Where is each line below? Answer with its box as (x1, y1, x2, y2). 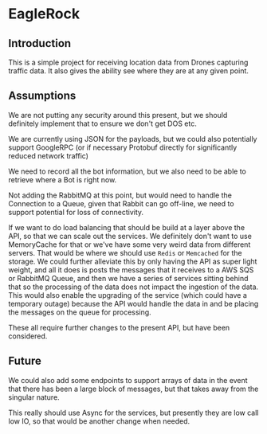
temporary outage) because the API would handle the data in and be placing (8, 299, 259, 308)
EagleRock (8, 5, 80, 23)
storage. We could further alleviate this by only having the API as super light (8, 256, 257, 266)
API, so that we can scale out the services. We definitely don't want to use (8, 231, 253, 240)
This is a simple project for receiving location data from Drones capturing (8, 57, 249, 67)
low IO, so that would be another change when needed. (8, 416, 190, 426)
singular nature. (8, 392, 60, 402)
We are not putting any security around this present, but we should (8, 110, 228, 119)
